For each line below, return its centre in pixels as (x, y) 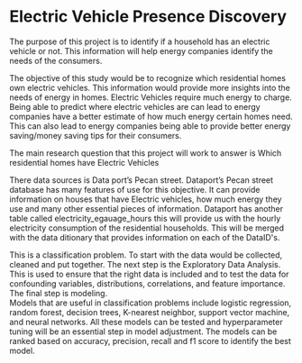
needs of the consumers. (56, 60)
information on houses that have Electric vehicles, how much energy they (146, 199)
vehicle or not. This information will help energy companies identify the (141, 50)
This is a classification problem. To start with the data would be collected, (146, 255)
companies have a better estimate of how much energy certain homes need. (151, 116)
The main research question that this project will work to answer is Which (146, 153)
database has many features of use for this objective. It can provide (135, 189)
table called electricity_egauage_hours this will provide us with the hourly (145, 218)
